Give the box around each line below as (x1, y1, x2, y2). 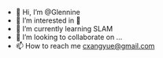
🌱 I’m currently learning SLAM (15, 24, 113, 33)
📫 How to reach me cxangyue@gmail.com (15, 42, 155, 50)
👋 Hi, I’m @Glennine (15, 8, 80, 16)
